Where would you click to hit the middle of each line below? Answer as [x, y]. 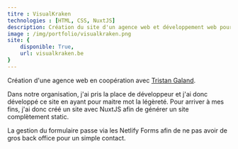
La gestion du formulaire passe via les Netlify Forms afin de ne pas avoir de [118, 130]
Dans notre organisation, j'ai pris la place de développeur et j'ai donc [108, 94]
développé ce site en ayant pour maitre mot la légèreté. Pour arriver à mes [116, 101]
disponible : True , [47, 47]
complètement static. [38, 116]
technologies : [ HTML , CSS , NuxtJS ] [61, 21]
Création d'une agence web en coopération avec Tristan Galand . [102, 80]
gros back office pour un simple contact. [67, 138]
